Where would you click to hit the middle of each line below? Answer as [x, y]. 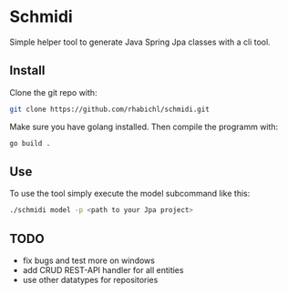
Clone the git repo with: [53, 92]
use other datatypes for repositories [90, 280]
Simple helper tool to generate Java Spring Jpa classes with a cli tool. [140, 42]
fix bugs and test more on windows [88, 260]
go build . [30, 143]
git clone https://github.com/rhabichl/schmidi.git [109, 109]
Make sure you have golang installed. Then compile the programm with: [144, 127]
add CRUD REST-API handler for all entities [103, 270]
